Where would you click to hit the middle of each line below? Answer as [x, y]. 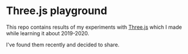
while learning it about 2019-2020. [48, 33]
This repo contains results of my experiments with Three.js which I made [94, 27]
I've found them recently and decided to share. [63, 45]
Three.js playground [57, 11]
